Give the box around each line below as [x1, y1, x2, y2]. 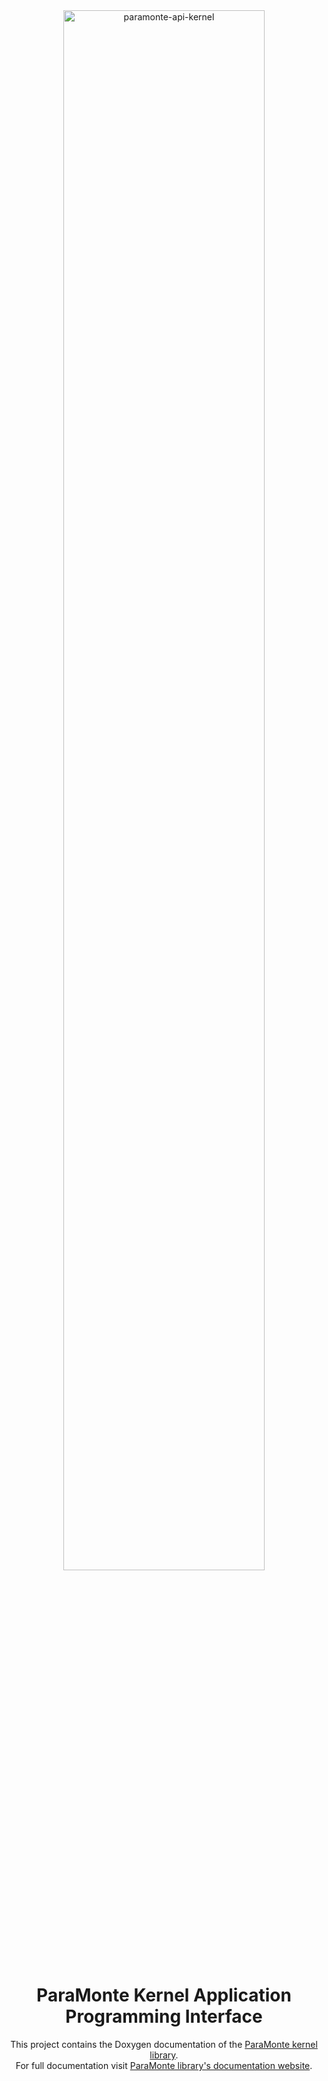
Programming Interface [65, 2005, 263, 2028]
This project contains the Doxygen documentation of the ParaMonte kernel [10, 2038, 318, 2050]
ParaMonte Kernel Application [36, 1984, 292, 2007]
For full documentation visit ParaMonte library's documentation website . [15, 2059, 313, 2071]
